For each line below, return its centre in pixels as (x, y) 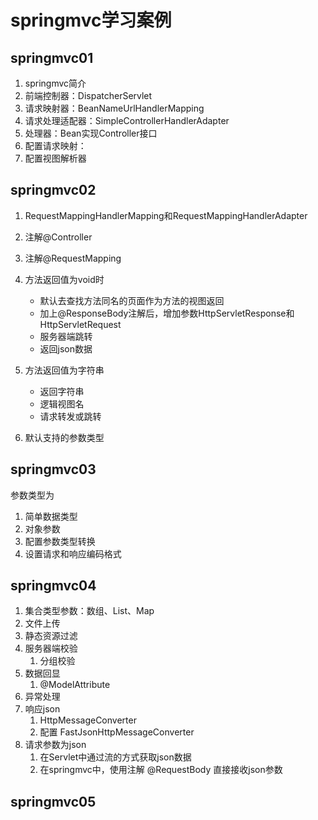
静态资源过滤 (51, 636)
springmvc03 (53, 469)
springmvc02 (53, 190)
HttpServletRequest (80, 324)
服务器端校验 (51, 648)
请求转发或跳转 (70, 416)
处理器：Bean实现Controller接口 (91, 133)
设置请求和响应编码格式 (73, 553)
